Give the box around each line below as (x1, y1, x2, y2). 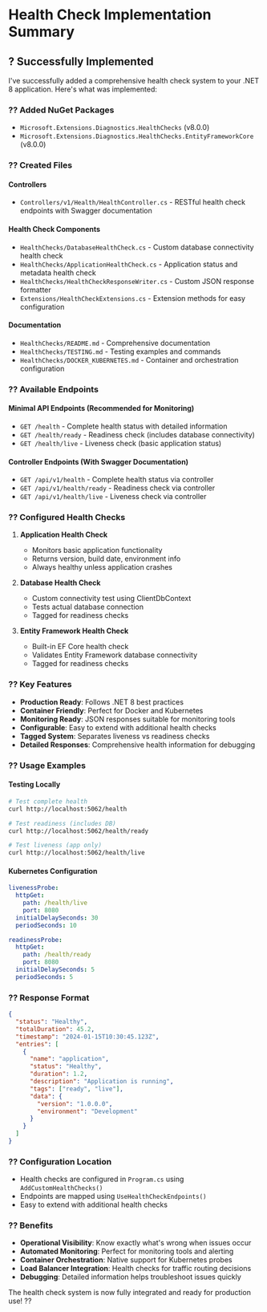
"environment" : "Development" (37, 1107, 138, 1115)
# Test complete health (8, 797, 88, 806)
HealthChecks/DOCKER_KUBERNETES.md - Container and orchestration (19, 355, 239, 364)
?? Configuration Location (8, 1156, 112, 1167)
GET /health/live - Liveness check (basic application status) (19, 438, 222, 448)
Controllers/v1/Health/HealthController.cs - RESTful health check (19, 197, 246, 207)
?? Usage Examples (8, 760, 87, 771)
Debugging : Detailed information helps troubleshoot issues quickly (19, 1272, 242, 1282)
